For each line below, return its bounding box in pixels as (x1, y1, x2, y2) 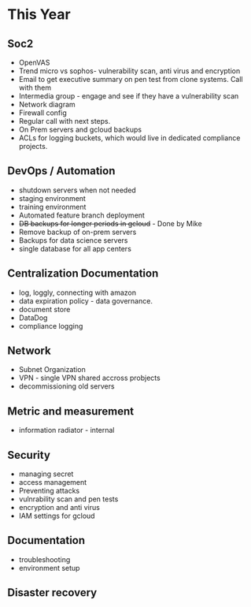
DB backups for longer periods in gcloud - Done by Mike (18, 218, 202, 228)
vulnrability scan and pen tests (18, 494, 119, 504)
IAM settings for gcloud (18, 511, 95, 521)
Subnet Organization (18, 365, 86, 374)
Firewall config (18, 108, 68, 117)
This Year (7, 6, 72, 24)
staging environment (18, 193, 86, 203)
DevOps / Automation (7, 164, 116, 178)
